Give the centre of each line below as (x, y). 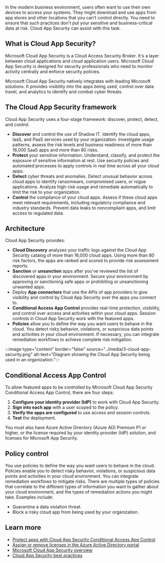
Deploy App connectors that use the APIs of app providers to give (80, 292)
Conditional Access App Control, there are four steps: (60, 393)
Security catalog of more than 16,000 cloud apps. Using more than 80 (83, 255)
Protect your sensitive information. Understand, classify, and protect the (86, 155)
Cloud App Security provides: (35, 240)
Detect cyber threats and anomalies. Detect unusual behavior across (82, 176)
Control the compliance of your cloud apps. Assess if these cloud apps (85, 197)
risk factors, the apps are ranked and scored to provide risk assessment (85, 261)
